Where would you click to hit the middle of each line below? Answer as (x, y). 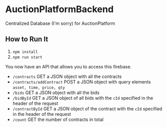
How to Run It (27, 39)
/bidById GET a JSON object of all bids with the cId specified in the (83, 98)
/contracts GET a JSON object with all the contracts (67, 76)
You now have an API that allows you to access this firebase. (68, 66)
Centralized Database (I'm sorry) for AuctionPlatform (60, 23)
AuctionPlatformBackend (59, 9)
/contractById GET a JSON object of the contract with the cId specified (87, 109)
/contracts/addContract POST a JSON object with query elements (81, 81)
